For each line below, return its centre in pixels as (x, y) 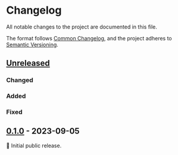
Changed (20, 80)
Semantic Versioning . (32, 45)
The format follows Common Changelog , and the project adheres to (89, 38)
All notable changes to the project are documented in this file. (82, 27)
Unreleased (28, 63)
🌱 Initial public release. (34, 145)
